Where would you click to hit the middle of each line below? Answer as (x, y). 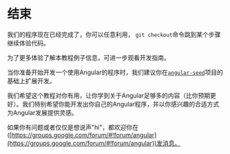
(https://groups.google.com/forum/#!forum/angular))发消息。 (94, 143)
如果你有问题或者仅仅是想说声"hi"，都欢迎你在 (73, 127)
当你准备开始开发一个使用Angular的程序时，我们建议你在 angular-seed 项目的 (115, 72)
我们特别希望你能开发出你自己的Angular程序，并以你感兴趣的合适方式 (121, 104)
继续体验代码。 (28, 43)
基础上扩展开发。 (31, 80)
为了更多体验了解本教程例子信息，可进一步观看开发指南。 (88, 57)
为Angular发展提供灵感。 (42, 112)
